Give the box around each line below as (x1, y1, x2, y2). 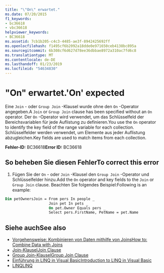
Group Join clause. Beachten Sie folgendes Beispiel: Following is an (12, 182, 147, 187)
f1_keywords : (5, 16, 32, 21)
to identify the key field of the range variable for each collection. (5, 124, 134, 130)
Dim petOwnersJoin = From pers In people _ (5, 196, 95, 201)
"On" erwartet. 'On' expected (5, 88, 125, 98)
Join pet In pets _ (48, 201, 89, 206)
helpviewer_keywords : (5, 30, 49, 35)
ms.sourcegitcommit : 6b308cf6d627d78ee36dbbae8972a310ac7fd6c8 (5, 48, 137, 53)
